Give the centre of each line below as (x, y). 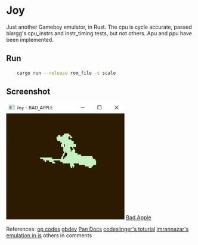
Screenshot (28, 92)
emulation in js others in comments (49, 235)
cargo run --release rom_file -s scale (66, 73)
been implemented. (30, 39)
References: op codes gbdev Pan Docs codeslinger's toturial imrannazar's (98, 229)
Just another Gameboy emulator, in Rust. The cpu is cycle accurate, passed (99, 27)
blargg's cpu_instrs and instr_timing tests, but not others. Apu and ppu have (99, 33)
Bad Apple (138, 218)
